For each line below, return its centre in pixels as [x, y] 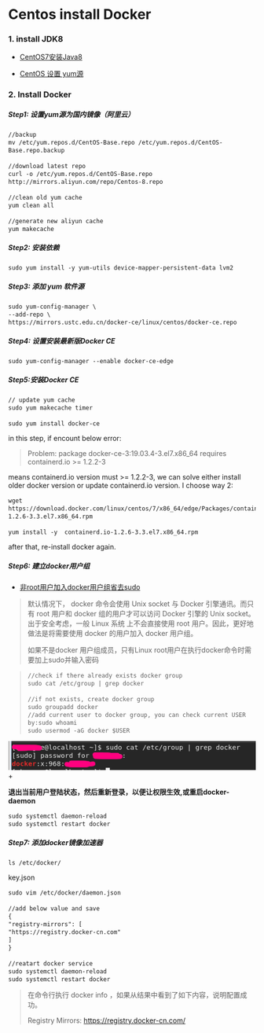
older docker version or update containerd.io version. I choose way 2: [121, 486]
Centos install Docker [80, 15]
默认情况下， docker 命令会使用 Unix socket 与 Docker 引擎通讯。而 [137, 604]
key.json [22, 877]
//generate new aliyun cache [56, 222]
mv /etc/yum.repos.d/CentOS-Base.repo [71, 143]
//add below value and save [54, 909]
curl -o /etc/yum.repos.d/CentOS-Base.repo [81, 175]
